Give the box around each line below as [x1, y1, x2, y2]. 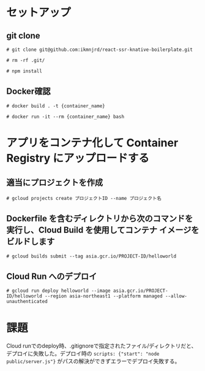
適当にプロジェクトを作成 [6, 177, 103, 188]
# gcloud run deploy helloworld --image [6, 288, 111, 294]
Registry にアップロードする [6, 151, 150, 165]
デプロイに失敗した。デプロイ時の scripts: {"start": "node [6, 350, 160, 358]
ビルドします [6, 237, 55, 247]
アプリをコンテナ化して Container [6, 136, 179, 150]
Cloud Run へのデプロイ [6, 271, 97, 282]
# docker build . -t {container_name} [6, 102, 105, 109]
